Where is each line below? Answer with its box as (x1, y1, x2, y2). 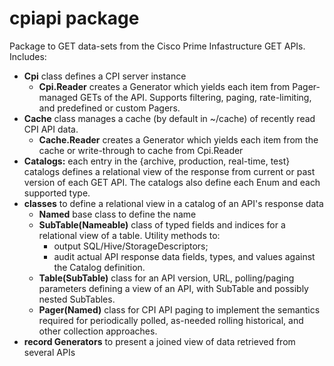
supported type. (23, 187, 91, 199)
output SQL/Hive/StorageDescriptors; (53, 240, 209, 252)
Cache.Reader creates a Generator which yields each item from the (38, 133, 319, 146)
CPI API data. (23, 123, 79, 135)
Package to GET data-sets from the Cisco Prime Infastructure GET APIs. (9, 40, 306, 52)
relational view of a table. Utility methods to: (38, 229, 221, 241)
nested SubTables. (38, 293, 116, 305)
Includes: (9, 50, 47, 62)
